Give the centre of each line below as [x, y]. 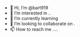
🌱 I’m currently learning [34, 18]
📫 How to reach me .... [34, 29]
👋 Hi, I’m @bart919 [29, 8]
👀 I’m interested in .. [30, 13]
